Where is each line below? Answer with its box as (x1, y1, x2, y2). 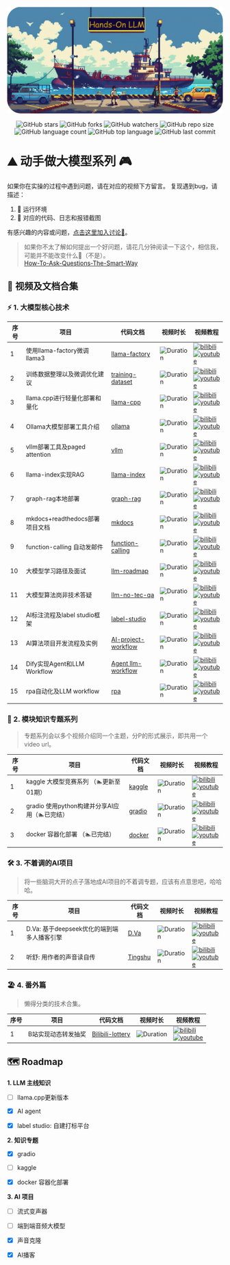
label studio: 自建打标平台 (16, 1121, 90, 1129)
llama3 (25, 354, 45, 362)
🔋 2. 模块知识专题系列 (7, 714, 78, 724)
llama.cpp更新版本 (16, 1093, 69, 1101)
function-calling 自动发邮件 (25, 542, 104, 551)
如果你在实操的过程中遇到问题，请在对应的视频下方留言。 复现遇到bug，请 (7, 181, 218, 190)
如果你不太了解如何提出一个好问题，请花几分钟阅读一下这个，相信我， (23, 242, 222, 251)
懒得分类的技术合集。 (23, 999, 84, 1007)
